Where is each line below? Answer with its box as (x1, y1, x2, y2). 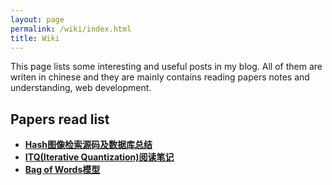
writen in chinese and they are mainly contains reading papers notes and (10, 71, 310, 83)
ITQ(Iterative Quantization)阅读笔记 (24, 151, 175, 163)
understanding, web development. (10, 82, 152, 94)
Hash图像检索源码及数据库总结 (24, 139, 153, 151)
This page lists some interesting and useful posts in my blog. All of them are (10, 61, 323, 73)
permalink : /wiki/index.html (10, 24, 132, 34)
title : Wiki (10, 33, 60, 43)
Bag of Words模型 (24, 164, 101, 176)
